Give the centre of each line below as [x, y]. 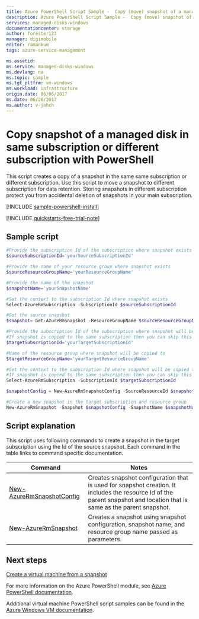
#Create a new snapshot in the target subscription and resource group [96, 402]
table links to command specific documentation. [65, 453]
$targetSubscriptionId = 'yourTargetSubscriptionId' [70, 342]
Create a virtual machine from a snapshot [57, 574]
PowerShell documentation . [40, 592]
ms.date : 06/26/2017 [32, 100]
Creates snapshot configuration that [138, 477]
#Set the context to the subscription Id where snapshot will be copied [98, 369]
